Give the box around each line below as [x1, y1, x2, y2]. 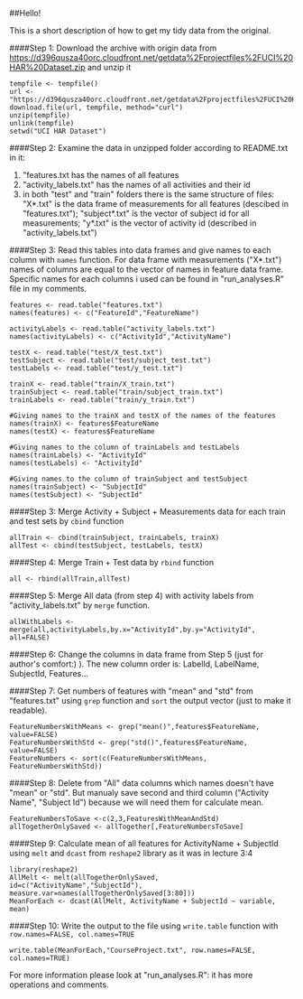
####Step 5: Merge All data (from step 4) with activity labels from [9, 591, 254, 601]
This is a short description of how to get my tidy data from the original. [9, 25, 271, 35]
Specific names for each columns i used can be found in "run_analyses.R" [9, 274, 285, 284]
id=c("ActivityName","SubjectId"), [9, 881, 143, 890]
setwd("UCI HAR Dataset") [9, 126, 106, 135]
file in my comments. [9, 284, 87, 294]
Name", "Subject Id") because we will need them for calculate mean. [9, 797, 264, 808]
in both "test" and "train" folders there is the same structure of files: [22, 189, 275, 200]
